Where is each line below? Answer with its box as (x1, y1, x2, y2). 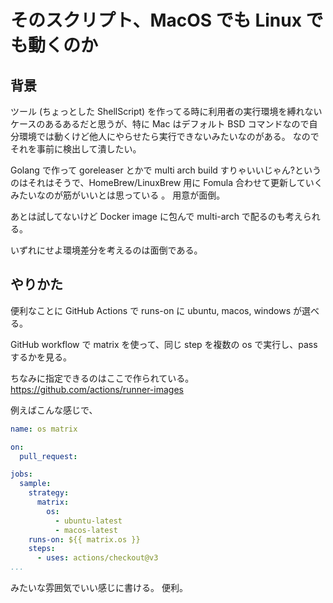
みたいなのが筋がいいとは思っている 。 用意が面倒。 (10, 189, 226, 201)
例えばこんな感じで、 (10, 404, 98, 416)
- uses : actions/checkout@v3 (36, 553, 159, 563)
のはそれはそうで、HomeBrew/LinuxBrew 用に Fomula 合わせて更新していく (10, 177, 323, 188)
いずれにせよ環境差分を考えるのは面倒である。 (10, 244, 203, 256)
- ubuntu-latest (54, 516, 123, 526)
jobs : (10, 469, 33, 480)
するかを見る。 (10, 351, 72, 363)
